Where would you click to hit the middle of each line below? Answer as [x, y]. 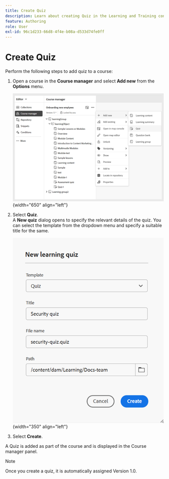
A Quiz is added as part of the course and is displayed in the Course [76, 446]
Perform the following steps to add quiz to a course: [59, 71]
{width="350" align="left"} [40, 426]
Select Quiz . [25, 214]
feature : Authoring [26, 21]
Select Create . [27, 436]
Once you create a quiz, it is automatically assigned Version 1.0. [71, 471]
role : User [17, 27]
